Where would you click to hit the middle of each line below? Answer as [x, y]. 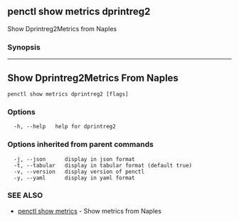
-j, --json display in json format [74, 159]
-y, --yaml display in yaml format [74, 178]
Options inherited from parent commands [81, 145]
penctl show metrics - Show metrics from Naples [90, 211]
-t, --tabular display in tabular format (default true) [103, 165]
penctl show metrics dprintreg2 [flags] [68, 94]
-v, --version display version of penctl [79, 172]
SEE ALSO [25, 196]
